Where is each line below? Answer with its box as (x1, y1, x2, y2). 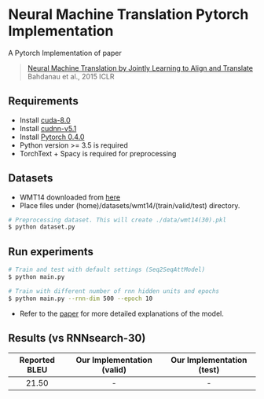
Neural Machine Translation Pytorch (8, 5, 249, 24)
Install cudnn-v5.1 (19, 123, 77, 133)
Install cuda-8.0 (19, 115, 71, 125)
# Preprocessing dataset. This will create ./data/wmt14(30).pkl (8, 216, 226, 224)
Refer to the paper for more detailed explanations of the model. (19, 309, 224, 318)
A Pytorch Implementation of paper (8, 48, 122, 57)
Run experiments (8, 245, 94, 258)
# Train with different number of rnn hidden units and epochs (8, 287, 220, 295)
